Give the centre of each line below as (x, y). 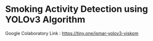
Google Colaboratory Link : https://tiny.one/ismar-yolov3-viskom (72, 33)
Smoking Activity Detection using (76, 9)
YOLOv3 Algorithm (45, 20)
